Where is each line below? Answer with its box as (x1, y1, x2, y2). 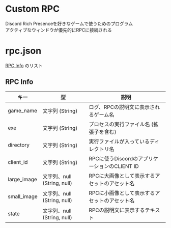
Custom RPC (5, 3, 60, 15)
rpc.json (5, 45, 42, 56)
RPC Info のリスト (5, 62, 43, 69)
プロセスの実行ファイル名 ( (89, 121, 154, 128)
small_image (8, 193, 38, 200)
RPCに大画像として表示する (89, 172, 155, 179)
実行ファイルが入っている (89, 138, 150, 145)
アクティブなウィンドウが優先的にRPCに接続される (5, 26, 112, 33)
